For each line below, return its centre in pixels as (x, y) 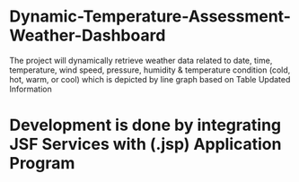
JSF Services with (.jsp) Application (145, 144)
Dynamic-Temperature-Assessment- (150, 17)
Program (42, 164)
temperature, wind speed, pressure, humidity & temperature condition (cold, (150, 70)
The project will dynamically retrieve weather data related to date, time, (141, 60)
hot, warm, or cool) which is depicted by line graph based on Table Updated (150, 79)
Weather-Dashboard (88, 35)
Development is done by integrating (145, 125)
